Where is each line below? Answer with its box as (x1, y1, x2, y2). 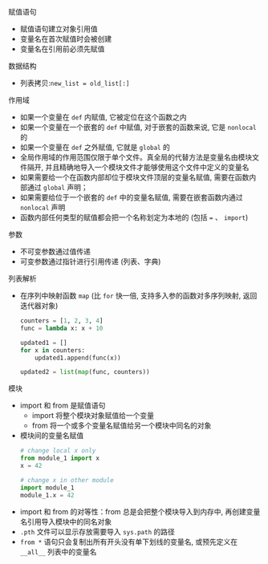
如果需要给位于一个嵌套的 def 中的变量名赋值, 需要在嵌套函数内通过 (19, 193, 243, 202)
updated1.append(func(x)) (35, 354, 122, 362)
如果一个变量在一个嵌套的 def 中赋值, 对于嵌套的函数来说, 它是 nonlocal (19, 123, 257, 132)
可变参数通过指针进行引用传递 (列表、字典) (19, 257, 161, 266)
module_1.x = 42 (19, 491, 75, 499)
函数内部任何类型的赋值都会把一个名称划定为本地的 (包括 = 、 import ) (19, 213, 249, 222)
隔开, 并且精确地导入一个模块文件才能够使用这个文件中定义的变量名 (26, 163, 250, 172)
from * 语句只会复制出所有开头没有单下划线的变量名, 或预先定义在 (19, 537, 238, 546)
